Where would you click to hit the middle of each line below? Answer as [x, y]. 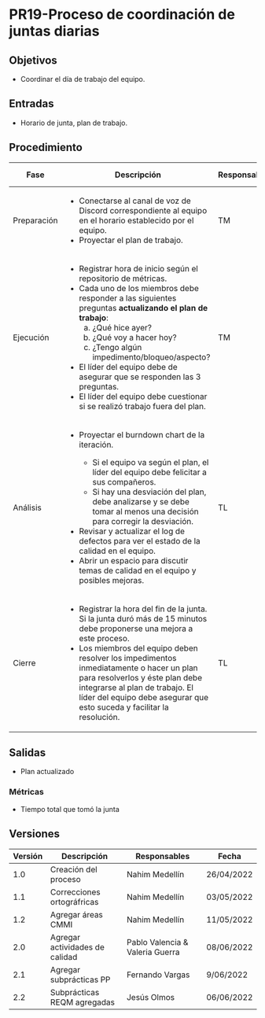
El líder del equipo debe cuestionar [143, 397]
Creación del [74, 869]
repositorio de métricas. [123, 278]
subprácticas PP [81, 979]
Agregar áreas [77, 914]
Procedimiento [46, 148]
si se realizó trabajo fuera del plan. [143, 406]
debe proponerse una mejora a [136, 629]
